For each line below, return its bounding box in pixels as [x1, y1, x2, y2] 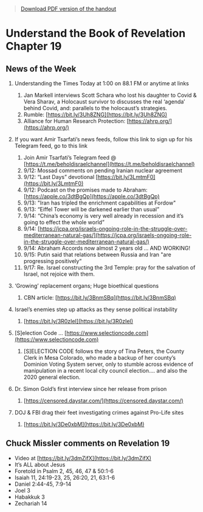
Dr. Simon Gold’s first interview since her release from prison [14, 385, 167, 392]
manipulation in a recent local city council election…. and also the [23, 367, 188, 374]
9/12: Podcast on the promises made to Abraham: [23, 186, 148, 194]
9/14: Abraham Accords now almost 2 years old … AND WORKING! [23, 245, 191, 251]
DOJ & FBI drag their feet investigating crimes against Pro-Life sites [14, 409, 184, 416]
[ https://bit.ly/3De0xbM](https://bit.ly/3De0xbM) [23, 421, 145, 428]
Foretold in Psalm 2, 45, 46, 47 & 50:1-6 [14, 467, 114, 474]
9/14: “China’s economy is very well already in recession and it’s [23, 212, 184, 219]
